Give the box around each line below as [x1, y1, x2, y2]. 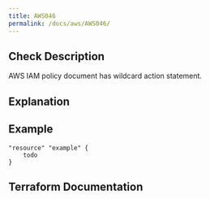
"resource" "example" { [8, 144, 89, 152]
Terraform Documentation [8, 180, 144, 193]
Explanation [8, 94, 71, 108]
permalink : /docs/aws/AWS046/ [8, 19, 111, 28]
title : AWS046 [8, 11, 57, 20]
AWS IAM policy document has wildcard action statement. [8, 71, 203, 81]
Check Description [8, 50, 105, 63]
